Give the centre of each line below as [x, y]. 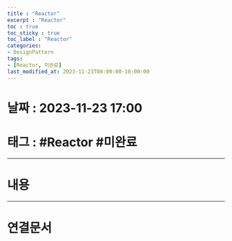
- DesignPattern [30, 53]
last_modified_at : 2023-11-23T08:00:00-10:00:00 [78, 71]
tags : [15, 59]
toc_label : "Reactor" [40, 39]
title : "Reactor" [33, 14]
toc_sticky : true [33, 33]
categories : [24, 46]
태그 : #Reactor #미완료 [72, 142]
